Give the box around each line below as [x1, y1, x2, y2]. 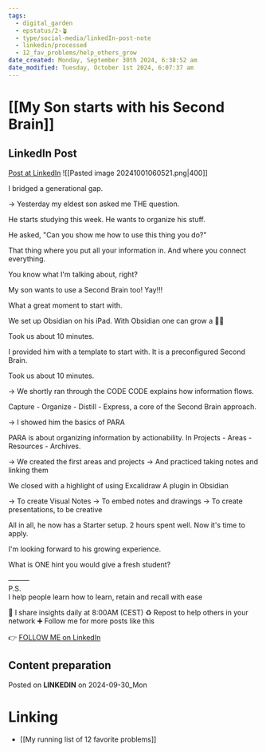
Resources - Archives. [8, 441, 81, 451]
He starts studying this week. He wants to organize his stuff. [8, 214, 205, 224]
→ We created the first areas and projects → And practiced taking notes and [8, 456, 259, 466]
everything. [8, 253, 46, 264]
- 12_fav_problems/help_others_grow [15, 49, 137, 57]
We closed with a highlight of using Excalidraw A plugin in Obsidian [8, 480, 229, 490]
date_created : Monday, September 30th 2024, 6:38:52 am [8, 57, 198, 65]
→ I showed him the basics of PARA [8, 417, 125, 427]
